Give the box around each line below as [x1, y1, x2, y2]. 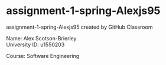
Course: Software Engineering [6, 52, 80, 59]
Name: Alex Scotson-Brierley [6, 35, 77, 42]
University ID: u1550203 [6, 41, 65, 48]
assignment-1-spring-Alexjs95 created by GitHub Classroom [6, 23, 153, 30]
